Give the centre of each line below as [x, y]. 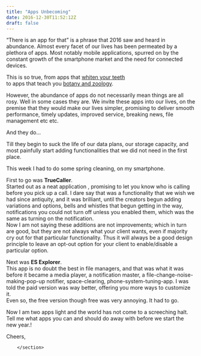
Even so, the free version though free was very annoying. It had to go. [93, 301]
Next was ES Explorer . [34, 262]
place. [14, 157]
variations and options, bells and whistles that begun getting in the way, [95, 206]
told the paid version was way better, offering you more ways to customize [98, 288]
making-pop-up [26, 281]
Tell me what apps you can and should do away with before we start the [95, 319]
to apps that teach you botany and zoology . [60, 84]
